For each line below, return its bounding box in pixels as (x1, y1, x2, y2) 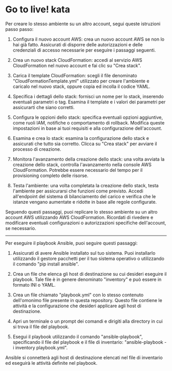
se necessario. (5, 225, 36, 231)
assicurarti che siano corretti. (12, 104, 75, 110)
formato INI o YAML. (12, 281, 56, 288)
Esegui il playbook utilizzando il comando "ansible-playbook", (12, 333, 143, 340)
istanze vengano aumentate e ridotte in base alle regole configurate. (12, 199, 157, 205)
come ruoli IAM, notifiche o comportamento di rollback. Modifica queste (12, 119, 165, 126)
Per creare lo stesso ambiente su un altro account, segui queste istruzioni (5, 21, 161, 27)
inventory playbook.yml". (15, 344, 68, 350)
